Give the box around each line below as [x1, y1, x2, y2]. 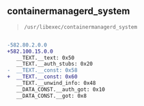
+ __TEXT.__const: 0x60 [7, 73, 78, 81]
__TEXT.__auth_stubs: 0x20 [16, 61, 93, 68]
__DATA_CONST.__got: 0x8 [16, 92, 87, 99]
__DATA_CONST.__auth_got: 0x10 [16, 85, 106, 93]
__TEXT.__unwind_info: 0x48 [16, 80, 96, 87]
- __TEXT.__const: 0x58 [7, 67, 78, 74]
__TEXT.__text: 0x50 [16, 54, 75, 61]
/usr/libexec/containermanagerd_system [23, 23, 138, 30]
